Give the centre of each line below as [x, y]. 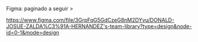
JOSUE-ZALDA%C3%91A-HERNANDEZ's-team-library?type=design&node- [99, 26]
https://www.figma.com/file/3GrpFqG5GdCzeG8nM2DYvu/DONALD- [90, 20]
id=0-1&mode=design [33, 33]
